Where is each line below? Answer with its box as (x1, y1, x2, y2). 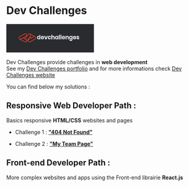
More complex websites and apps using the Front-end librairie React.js (6, 174, 183, 181)
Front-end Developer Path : (6, 158, 111, 168)
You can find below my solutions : (6, 83, 91, 90)
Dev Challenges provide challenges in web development (6, 58, 148, 65)
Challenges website (6, 71, 56, 79)
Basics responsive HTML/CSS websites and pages (6, 116, 133, 124)
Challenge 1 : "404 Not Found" (14, 128, 93, 136)
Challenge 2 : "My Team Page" (14, 140, 94, 147)
